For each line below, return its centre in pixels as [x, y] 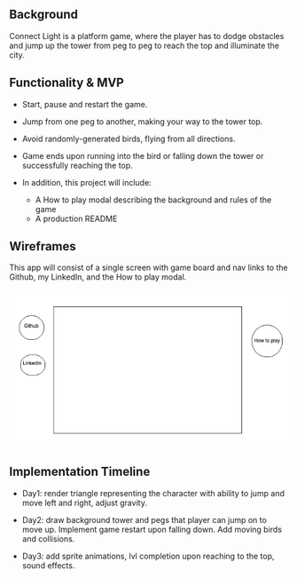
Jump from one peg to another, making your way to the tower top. [142, 121]
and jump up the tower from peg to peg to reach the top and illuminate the [145, 45]
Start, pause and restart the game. [85, 104]
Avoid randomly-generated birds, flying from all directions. [129, 139]
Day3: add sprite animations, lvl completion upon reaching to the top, [148, 556]
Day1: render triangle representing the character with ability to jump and [153, 493]
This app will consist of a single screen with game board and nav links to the [148, 268]
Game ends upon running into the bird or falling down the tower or [143, 155]
